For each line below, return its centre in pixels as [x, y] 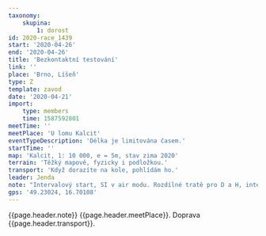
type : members [46, 112]
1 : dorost [53, 30]
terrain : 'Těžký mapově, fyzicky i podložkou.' [88, 163]
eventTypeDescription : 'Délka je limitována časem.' [97, 141]
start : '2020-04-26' [42, 45]
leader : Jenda [32, 178]
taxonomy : [25, 15]
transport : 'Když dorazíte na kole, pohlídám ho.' [93, 170]
